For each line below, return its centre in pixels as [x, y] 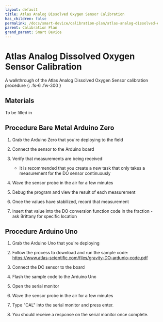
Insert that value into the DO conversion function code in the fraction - [82, 211]
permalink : [16, 23]
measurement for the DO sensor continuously [65, 173]
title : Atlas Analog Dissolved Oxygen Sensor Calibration [65, 14]
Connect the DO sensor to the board [48, 267]
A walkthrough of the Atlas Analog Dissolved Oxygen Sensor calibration [77, 80]
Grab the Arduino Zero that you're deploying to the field [67, 140]
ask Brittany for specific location [44, 216]
